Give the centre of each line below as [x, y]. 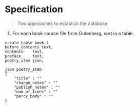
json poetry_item [23, 69]
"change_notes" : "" [36, 83]
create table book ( [27, 43]
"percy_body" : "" [34, 96]
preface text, [24, 56]
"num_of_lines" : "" [36, 92]
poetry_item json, [24, 60]
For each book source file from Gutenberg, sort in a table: [73, 33]
